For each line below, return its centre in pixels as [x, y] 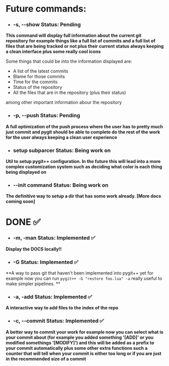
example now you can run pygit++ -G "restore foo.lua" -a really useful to [84, 279]
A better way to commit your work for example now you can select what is [85, 332]
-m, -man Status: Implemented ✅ [54, 238]
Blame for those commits [39, 77]
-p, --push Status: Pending [47, 116]
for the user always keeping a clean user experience [62, 137]
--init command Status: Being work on [61, 185]
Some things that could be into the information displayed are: [69, 62]
